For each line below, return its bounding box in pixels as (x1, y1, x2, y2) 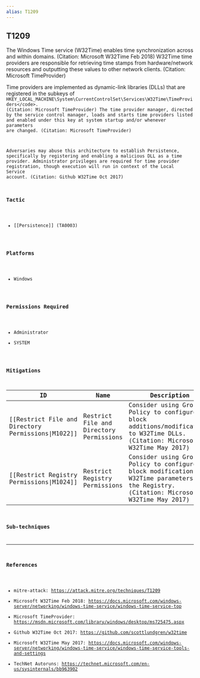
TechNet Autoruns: (14, 661, 60, 667)
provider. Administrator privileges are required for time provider (6, 158, 180, 164)
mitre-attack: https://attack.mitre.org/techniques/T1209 (14, 587, 161, 594)
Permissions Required (6, 303, 69, 310)
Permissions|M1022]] (9, 430, 78, 438)
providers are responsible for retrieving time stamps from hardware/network (6, 59, 193, 66)
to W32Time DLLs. (129, 430, 186, 438)
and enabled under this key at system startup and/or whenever (6, 117, 167, 123)
